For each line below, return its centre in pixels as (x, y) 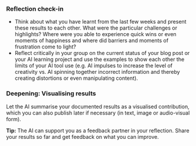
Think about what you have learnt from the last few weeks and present (101, 22)
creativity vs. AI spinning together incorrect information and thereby (97, 72)
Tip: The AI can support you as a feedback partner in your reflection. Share (98, 130)
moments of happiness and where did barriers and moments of (92, 41)
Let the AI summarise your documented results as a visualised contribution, (98, 106)
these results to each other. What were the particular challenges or (96, 28)
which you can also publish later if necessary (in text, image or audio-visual (98, 113)
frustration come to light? (45, 47)
